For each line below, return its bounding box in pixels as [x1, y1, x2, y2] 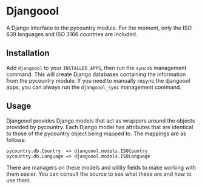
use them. [6, 176, 32, 184]
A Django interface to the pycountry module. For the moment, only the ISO [6, 24, 192, 31]
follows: [6, 136, 26, 143]
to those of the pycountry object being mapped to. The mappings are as [6, 130, 186, 137]
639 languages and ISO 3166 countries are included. [6, 30, 138, 37]
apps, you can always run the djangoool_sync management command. [6, 83, 182, 91]
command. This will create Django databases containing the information [6, 71, 186, 78]
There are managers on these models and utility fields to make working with [6, 164, 196, 171]
